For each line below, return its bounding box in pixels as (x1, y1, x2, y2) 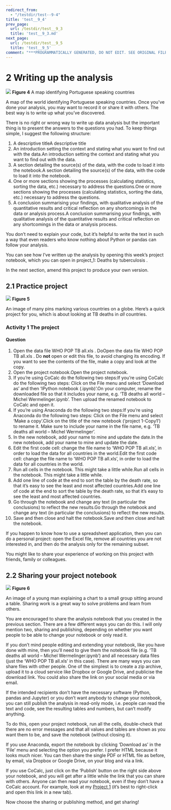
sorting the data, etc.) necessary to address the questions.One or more (13, 183, 162, 190)
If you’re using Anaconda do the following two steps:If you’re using (13, 407, 153, 413)
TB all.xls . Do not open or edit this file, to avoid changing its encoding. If (13, 353, 165, 359)
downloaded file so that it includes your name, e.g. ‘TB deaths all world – (13, 391, 165, 397)
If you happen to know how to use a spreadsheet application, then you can (6, 531, 162, 537)
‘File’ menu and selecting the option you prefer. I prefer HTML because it (6, 747, 158, 753)
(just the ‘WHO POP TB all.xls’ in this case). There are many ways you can (6, 658, 160, 664)
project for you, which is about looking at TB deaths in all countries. (6, 311, 147, 318)
